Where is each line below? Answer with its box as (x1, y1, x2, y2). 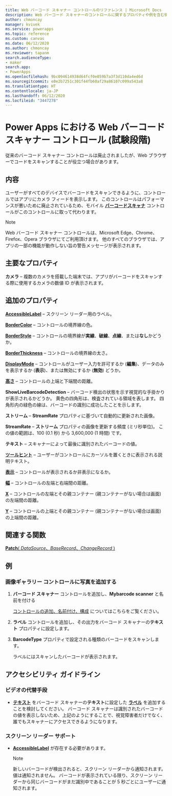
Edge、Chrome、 (120, 230, 158, 235)
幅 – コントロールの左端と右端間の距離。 (5, 480, 91, 486)
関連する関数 (5, 531, 46, 540)
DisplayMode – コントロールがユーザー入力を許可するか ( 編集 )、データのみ (5, 360, 165, 367)
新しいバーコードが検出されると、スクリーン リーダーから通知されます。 (12, 766, 166, 772)
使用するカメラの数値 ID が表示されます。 (18, 279, 106, 286)
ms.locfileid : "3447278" (5, 98, 58, 103)
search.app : (5, 64, 31, 70)
